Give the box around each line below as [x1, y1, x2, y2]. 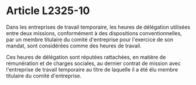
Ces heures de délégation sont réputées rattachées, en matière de [6, 53, 166, 60]
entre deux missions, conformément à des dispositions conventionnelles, [6, 29, 183, 36]
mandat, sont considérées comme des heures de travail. [6, 42, 142, 49]
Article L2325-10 [6, 4, 90, 18]
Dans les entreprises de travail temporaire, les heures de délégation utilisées [6, 23, 191, 30]
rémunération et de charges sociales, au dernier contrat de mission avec [6, 60, 181, 67]
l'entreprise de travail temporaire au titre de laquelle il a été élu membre [6, 66, 178, 73]
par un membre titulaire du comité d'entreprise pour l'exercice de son [6, 36, 174, 43]
